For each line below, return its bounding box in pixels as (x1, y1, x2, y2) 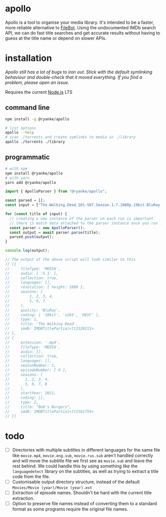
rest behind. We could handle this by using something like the (12, 463, 138, 469)
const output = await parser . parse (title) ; (9, 230, 100, 235)
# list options (5, 125, 37, 130)
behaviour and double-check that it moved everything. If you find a (5, 74, 142, 80)
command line (5, 104, 50, 112)
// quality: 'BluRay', (5, 308, 61, 313)
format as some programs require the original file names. (12, 506, 128, 512)
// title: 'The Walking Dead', (5, 322, 79, 327)
